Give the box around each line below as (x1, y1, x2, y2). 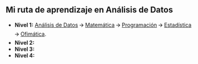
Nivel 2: (14, 39, 35, 46)
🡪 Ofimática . (14, 30, 47, 37)
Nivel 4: (14, 51, 35, 59)
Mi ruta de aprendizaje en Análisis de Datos (5, 5, 174, 15)
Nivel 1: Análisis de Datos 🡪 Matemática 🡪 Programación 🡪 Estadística (14, 21, 192, 28)
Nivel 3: (14, 45, 35, 53)
